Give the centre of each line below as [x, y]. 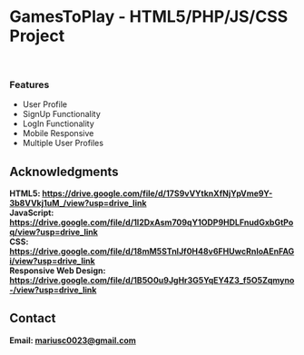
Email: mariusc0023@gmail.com [73, 340]
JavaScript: [32, 213]
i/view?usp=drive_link [52, 261]
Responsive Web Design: [58, 271]
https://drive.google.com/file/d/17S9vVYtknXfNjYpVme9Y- [157, 193]
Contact [33, 318]
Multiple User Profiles [63, 143]
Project [37, 36]
